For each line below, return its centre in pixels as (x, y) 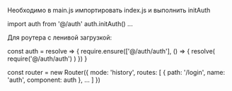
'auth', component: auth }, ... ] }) (54, 80)
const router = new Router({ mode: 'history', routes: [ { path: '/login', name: (116, 72)
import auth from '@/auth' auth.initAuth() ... (70, 24)
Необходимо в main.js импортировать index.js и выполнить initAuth (109, 10)
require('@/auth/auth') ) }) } (47, 59)
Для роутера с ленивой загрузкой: (60, 37)
